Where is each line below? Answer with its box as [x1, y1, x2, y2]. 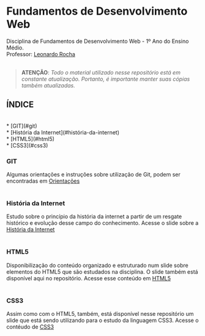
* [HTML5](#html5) [6, 135, 55, 142]
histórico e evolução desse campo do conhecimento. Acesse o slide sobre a [6, 219, 199, 227]
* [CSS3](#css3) [6, 142, 48, 149]
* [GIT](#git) [6, 122, 38, 130]
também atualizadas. [21, 81, 75, 89]
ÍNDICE [6, 100, 34, 110]
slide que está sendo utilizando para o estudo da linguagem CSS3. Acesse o [6, 316, 199, 324]
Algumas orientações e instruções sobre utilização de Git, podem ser [6, 171, 181, 178]
